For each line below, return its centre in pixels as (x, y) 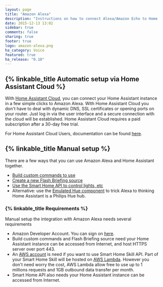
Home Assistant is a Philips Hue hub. (49, 196)
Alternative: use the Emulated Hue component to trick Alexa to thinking (83, 191)
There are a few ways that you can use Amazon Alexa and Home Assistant (80, 161)
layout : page (18, 9)
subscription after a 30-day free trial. (42, 124)
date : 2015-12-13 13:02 (29, 23)
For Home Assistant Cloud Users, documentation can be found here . (74, 134)
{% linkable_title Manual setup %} (58, 149)
